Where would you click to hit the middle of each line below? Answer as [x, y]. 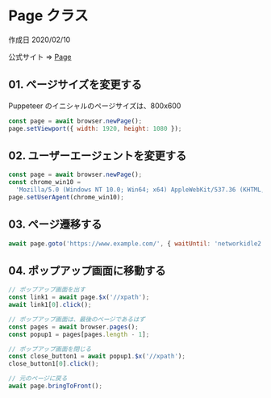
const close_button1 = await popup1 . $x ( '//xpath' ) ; [97, 356]
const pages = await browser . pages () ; [73, 327]
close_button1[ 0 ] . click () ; [54, 364]
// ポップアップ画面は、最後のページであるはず [77, 319]
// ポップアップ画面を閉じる [50, 349]
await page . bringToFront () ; [56, 386]
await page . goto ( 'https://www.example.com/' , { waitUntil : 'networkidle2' [137, 243]
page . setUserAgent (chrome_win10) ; [67, 197]
